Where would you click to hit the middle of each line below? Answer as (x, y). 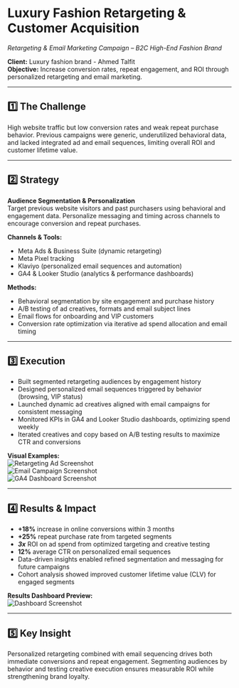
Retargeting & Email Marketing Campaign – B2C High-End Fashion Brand (115, 48)
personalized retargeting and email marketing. (75, 77)
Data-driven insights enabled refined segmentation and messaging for (121, 559)
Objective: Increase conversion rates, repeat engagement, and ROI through (118, 69)
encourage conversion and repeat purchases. (74, 223)
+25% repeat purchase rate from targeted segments (95, 537)
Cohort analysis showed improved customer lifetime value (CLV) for (117, 574)
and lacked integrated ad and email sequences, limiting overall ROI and (111, 142)
